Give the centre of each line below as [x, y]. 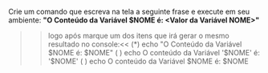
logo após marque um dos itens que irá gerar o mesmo [139, 36]
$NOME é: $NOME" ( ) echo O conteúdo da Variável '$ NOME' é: [154, 53]
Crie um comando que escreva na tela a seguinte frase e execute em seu [129, 12]
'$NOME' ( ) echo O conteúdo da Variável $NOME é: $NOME [148, 61]
